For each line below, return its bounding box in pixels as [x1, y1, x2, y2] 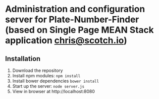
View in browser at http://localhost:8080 [12, 89, 95, 94]
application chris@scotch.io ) [5, 35, 127, 46]
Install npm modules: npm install [12, 73, 81, 78]
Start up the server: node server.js [12, 83, 85, 89]
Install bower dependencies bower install [12, 78, 99, 84]
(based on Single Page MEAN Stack [5, 25, 154, 35]
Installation [5, 54, 41, 63]
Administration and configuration [5, 3, 145, 15]
